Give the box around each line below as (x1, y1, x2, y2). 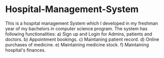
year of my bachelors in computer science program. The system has (5, 25, 148, 31)
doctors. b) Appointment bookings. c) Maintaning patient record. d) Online (5, 36, 159, 42)
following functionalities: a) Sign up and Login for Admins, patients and (5, 31, 152, 37)
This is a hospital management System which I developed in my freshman (5, 20, 158, 26)
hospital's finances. (5, 47, 46, 53)
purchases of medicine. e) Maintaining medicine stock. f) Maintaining (5, 41, 149, 47)
